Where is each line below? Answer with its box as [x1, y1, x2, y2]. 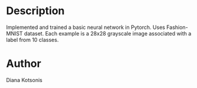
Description [6, 4, 65, 18]
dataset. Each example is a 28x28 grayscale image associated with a [24, 30, 192, 37]
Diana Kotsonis [6, 76, 42, 83]
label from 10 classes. [6, 36, 59, 43]
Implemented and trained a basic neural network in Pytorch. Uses [6, 24, 165, 31]
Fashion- [166, 24, 188, 31]
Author [6, 57, 41, 70]
